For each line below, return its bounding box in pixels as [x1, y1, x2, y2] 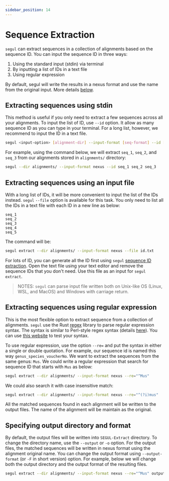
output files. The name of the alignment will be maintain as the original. [5, 407, 152, 413]
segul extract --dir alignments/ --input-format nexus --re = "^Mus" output [5, 471, 165, 476]
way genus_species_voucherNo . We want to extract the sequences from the [5, 353, 159, 359]
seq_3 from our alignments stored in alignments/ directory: [5, 154, 127, 161]
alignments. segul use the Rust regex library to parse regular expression [5, 322, 154, 328]
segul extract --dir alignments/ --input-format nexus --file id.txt [5, 248, 154, 253]
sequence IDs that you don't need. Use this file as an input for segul [5, 268, 146, 274]
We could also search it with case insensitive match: [5, 382, 114, 388]
